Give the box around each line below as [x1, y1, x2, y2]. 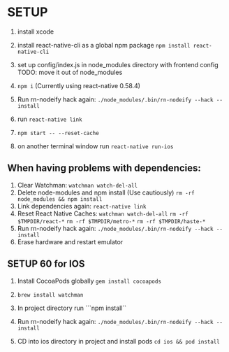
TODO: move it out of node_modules [17, 68, 123, 76]
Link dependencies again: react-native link [17, 202, 147, 210]
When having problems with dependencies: [7, 162, 201, 174]
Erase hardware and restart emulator [17, 237, 124, 246]
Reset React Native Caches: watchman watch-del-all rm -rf [17, 209, 189, 218]
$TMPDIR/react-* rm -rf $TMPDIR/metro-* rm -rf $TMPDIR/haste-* [17, 218, 206, 225]
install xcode [17, 27, 54, 36]
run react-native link [17, 115, 82, 123]
